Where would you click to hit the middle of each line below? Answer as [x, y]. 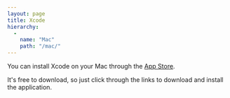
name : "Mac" [37, 40]
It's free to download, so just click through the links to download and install [115, 80]
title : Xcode [26, 20]
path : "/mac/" [40, 46]
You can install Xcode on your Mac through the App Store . [91, 66]
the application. [30, 87]
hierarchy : [23, 27]
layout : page [26, 14]
